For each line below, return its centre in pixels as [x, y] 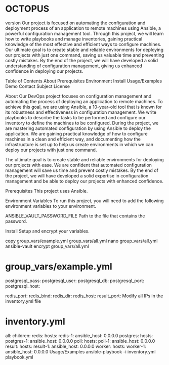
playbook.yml [19, 357]
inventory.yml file [23, 301]
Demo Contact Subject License [37, 86]
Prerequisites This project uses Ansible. [47, 191]
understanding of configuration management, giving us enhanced [74, 66]
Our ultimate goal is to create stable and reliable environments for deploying [84, 50]
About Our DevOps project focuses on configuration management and [78, 96]
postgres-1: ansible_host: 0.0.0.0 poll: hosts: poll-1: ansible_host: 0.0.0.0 [80, 341]
